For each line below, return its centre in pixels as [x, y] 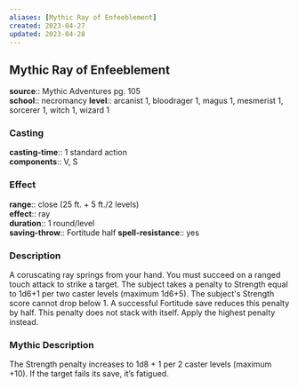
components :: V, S [44, 162]
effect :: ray [30, 213]
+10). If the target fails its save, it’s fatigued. [89, 374]
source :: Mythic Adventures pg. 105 [75, 91]
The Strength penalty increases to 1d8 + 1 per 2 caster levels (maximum [141, 364]
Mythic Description [52, 345]
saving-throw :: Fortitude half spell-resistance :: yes [105, 233]
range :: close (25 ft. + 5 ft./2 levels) [74, 204]
